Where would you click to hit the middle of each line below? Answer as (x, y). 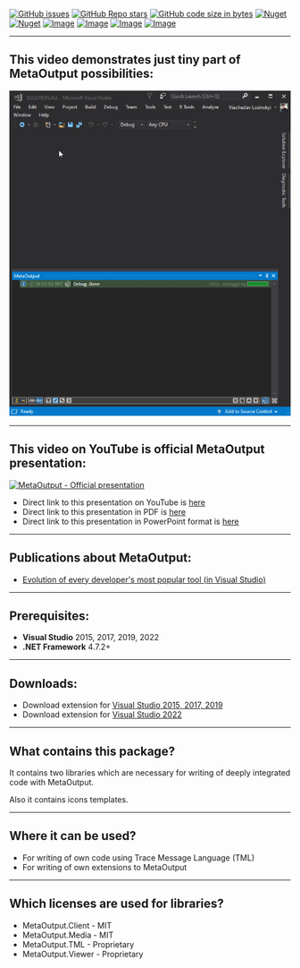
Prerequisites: (49, 616)
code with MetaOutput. (52, 782)
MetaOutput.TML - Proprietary (78, 944)
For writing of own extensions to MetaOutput (104, 867)
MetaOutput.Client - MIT (67, 925)
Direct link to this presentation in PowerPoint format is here (130, 521)
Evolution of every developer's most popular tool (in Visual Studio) (144, 579)
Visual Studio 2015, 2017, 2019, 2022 (90, 638)
